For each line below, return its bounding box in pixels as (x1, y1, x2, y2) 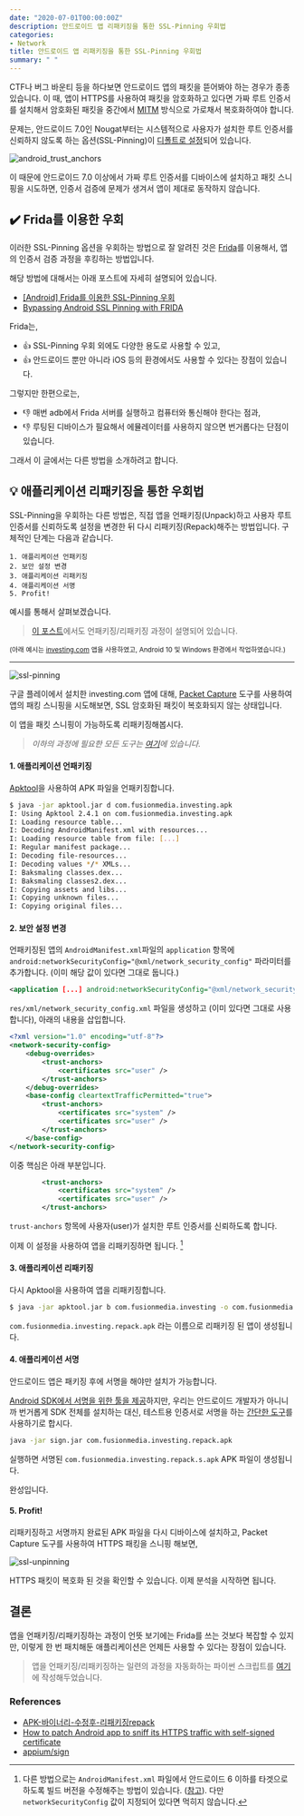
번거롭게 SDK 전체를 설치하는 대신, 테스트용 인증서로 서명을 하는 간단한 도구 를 (18, 1406, 293, 1417)
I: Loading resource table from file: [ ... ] (9, 834, 180, 844)
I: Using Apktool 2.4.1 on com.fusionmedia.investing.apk (9, 809, 233, 818)
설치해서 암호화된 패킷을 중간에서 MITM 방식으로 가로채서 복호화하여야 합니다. (18, 104, 294, 114)
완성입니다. (9, 1484, 49, 1495)
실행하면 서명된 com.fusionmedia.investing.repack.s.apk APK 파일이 (9, 1453, 261, 1464)
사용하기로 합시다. (9, 1418, 73, 1428)
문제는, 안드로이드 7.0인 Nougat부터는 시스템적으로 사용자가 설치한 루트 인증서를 (9, 123, 294, 134)
